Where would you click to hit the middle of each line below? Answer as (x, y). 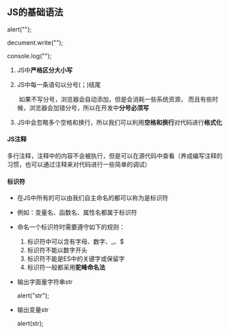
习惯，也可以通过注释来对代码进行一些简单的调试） (79, 165)
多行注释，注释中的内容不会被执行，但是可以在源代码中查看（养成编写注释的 (115, 156)
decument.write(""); (35, 43)
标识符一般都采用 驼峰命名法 (66, 267)
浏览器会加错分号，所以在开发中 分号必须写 (89, 108)
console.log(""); (29, 56)
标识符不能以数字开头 (57, 250)
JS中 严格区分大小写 (45, 70)
